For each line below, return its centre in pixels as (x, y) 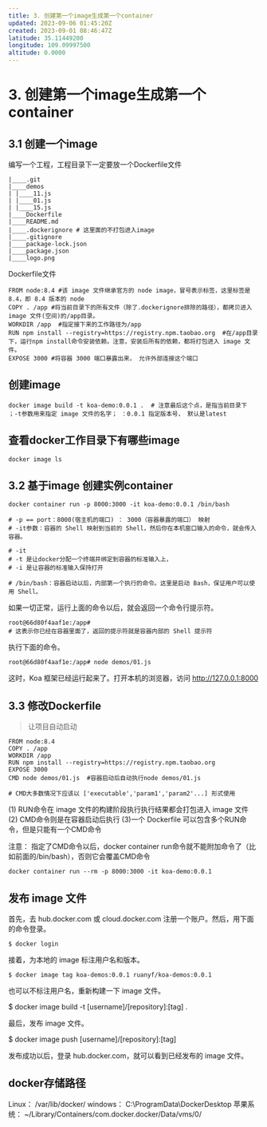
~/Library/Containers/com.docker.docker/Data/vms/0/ (112, 1114)
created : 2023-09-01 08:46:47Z (60, 30)
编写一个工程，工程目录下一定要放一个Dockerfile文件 (95, 164)
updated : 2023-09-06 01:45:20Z (60, 23)
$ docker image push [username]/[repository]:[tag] (92, 1039)
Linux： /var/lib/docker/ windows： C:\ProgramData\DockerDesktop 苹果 (128, 1104)
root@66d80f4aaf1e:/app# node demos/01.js (80, 663)
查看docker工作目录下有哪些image (94, 440)
